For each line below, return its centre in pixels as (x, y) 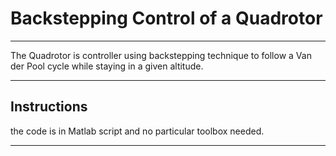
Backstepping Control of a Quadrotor (166, 18)
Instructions (49, 107)
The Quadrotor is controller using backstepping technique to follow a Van (161, 55)
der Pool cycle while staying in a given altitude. (107, 66)
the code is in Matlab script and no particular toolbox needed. (137, 131)
